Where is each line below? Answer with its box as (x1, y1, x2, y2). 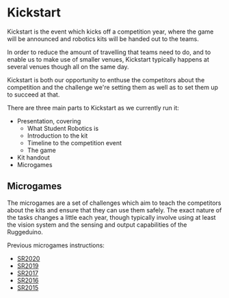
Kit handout (16, 153, 50, 162)
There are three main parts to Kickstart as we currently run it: (7, 103, 180, 112)
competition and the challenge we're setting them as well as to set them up (7, 83, 219, 91)
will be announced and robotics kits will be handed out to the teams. (7, 34, 200, 42)
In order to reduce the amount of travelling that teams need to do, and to (7, 48, 211, 56)
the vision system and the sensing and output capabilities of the (7, 221, 187, 229)
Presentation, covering (16, 116, 81, 125)
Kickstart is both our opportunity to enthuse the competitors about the (7, 75, 205, 84)
